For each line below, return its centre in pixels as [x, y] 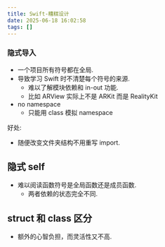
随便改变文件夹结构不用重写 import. [69, 143]
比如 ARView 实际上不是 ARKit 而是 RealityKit [93, 96]
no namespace [39, 104]
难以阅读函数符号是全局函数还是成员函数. [77, 185]
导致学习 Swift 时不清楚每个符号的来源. [73, 78]
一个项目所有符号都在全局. [55, 70]
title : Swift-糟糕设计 [38, 14]
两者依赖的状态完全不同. [63, 194]
